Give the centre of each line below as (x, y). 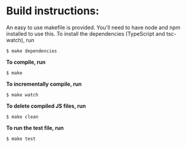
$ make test (21, 139)
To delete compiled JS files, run (46, 106)
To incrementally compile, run (44, 84)
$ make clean (22, 117)
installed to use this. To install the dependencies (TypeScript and (86, 33)
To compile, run (26, 62)
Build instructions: (53, 11)
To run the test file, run (35, 128)
